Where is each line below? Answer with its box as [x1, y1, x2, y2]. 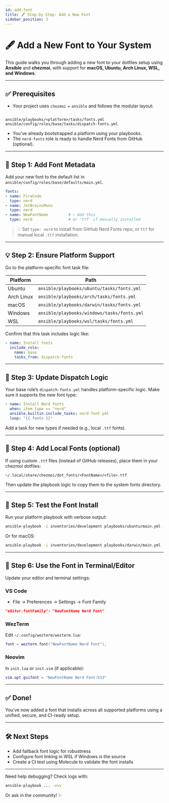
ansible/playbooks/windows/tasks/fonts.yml [38, 310, 144, 316]
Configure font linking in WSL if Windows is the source [12, 754, 126, 760]
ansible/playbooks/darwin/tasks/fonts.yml [38, 302, 141, 307]
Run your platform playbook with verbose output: [5, 514, 107, 520]
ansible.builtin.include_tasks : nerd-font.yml [10, 411, 109, 416]
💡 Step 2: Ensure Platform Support [5, 251, 115, 260]
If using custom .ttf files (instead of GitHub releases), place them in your [5, 457, 158, 464]
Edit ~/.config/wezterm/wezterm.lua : [5, 632, 81, 638]
